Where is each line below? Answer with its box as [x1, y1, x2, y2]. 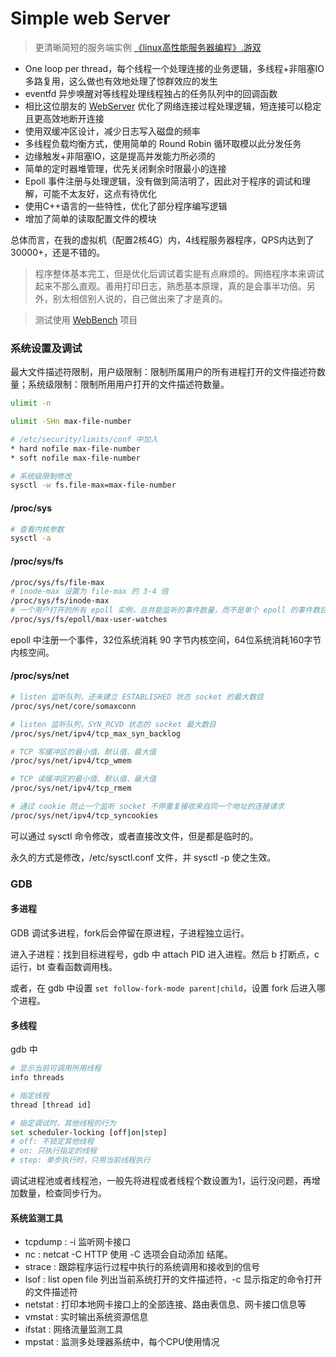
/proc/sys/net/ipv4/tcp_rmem [10, 783, 132, 794]
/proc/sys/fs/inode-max [10, 596, 110, 606]
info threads [10, 1073, 65, 1083]
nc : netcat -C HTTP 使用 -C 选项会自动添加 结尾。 [24, 1248, 233, 1261]
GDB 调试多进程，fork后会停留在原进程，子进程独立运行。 [10, 927, 250, 939]
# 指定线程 [10, 1090, 50, 1101]
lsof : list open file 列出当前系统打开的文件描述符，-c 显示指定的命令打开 [24, 1273, 323, 1286]
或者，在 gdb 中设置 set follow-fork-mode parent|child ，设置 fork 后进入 [10, 982, 318, 994]
